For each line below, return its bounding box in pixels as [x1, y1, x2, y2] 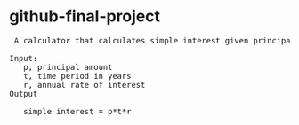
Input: [9, 53, 38, 63]
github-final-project [9, 6, 161, 27]
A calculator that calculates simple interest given [13, 35, 249, 45]
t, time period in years [23, 71, 132, 81]
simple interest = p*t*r [23, 106, 132, 116]
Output [9, 89, 38, 98]
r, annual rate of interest [23, 80, 146, 90]
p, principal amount [23, 62, 113, 72]
